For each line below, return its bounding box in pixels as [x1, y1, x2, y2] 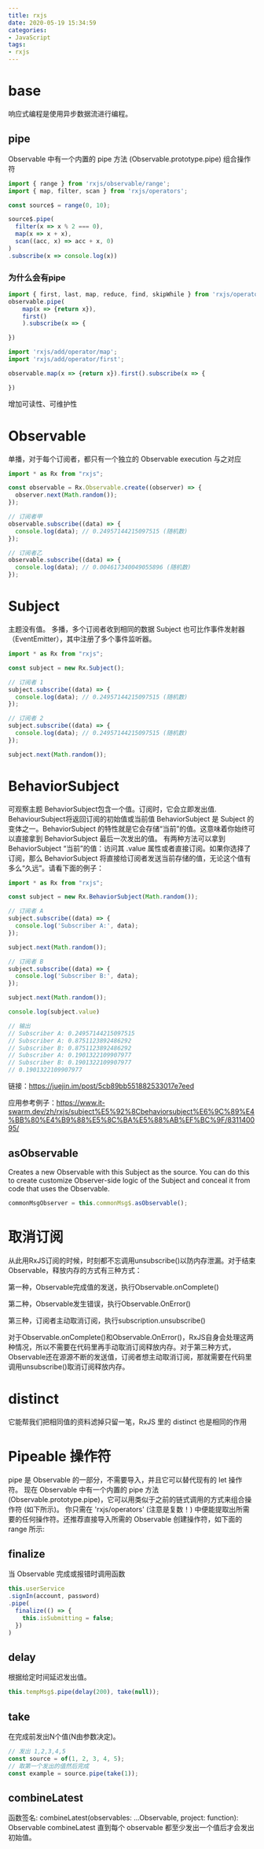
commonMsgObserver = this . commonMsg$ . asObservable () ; [8, 1199, 189, 1207]
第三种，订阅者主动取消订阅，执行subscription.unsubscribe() [8, 1316, 206, 1325]
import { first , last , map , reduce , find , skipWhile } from [8, 290, 210, 298]
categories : [8, 26, 47, 34]
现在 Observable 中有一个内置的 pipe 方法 [23, 1485, 159, 1494]
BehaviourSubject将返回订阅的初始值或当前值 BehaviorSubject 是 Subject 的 [8, 814, 255, 823]
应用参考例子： [8, 1098, 57, 1108]
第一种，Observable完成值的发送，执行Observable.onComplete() [8, 1282, 219, 1291]
